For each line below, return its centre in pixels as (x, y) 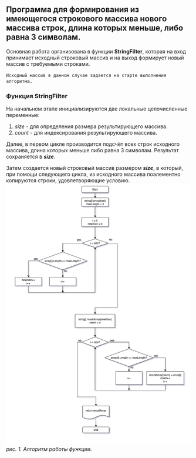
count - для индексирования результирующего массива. (86, 133)
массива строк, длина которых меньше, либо (95, 28)
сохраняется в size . (31, 157)
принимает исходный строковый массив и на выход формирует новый (95, 58)
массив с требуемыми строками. (48, 63)
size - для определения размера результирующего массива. (91, 126)
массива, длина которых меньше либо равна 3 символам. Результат (92, 151)
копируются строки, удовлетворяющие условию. (68, 180)
